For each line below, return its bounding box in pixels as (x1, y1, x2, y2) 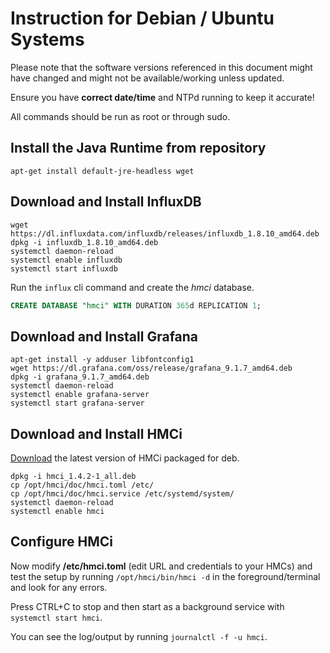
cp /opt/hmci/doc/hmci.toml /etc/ (10, 480, 155, 491)
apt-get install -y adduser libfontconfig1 (10, 355, 195, 365)
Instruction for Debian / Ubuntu (10, 7, 275, 30)
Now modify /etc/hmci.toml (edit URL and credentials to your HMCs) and (10, 560, 313, 572)
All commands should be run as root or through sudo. (10, 110, 231, 122)
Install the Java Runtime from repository (10, 140, 267, 157)
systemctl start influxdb (10, 263, 118, 274)
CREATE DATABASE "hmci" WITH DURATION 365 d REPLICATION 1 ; (10, 300, 262, 311)
